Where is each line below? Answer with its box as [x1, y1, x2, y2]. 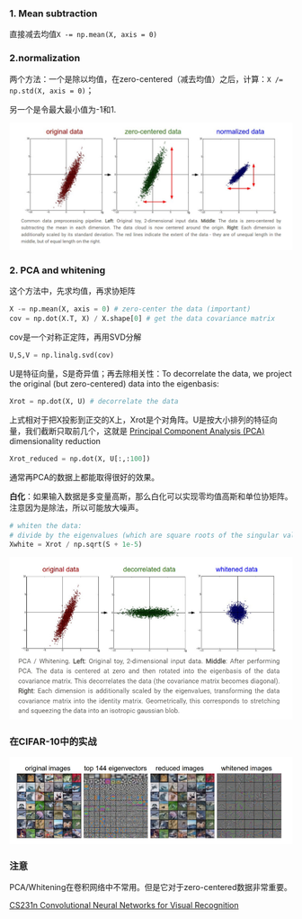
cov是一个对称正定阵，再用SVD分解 [9, 332, 142, 342]
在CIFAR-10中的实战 [9, 735, 97, 748]
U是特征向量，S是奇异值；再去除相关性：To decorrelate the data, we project [9, 368, 292, 378]
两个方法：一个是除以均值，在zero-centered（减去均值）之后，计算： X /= [9, 73, 284, 84]
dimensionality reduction [9, 435, 102, 446]
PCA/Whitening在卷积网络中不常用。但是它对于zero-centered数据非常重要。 [9, 881, 292, 892]
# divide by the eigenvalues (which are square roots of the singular [9, 531, 280, 540]
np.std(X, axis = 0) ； [9, 85, 94, 96]
